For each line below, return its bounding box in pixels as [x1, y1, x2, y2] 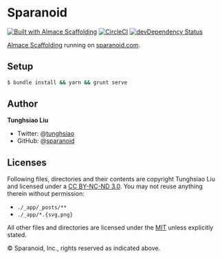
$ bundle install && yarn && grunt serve [7, 79, 128, 86]
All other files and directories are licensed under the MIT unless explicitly [7, 223, 214, 232]
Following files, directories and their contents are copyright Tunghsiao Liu [7, 175, 215, 183]
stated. [7, 231, 27, 239]
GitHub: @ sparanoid [16, 137, 75, 145]
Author [7, 98, 38, 110]
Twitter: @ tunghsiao [16, 129, 74, 138]
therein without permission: [7, 190, 85, 198]
